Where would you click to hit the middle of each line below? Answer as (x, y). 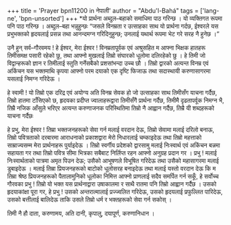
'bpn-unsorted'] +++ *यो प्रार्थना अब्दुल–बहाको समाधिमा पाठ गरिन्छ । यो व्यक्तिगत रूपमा (121, 18)
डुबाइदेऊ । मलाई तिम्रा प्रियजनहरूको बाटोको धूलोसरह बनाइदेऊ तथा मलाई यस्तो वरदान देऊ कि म (111, 168)
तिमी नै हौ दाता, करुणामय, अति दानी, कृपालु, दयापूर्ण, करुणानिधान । (81, 213)
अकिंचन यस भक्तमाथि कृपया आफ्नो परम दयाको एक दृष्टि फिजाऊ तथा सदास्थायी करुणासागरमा (109, 71)
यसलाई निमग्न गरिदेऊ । (34, 79)
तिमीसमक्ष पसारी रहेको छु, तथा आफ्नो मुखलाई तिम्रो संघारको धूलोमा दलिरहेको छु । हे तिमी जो (106, 56)
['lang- (209, 11)
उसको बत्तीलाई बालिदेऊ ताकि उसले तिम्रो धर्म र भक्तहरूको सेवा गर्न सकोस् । (90, 199)
